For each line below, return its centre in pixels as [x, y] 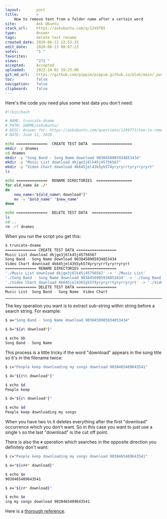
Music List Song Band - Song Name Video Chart [56, 292]
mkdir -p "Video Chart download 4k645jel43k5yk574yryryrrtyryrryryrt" [80, 167]
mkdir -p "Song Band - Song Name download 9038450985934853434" [73, 158]
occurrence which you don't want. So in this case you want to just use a [79, 427]
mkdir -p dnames [22, 148]
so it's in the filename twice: [34, 357]
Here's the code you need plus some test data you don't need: [69, 103]
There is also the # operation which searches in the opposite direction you [81, 442]
